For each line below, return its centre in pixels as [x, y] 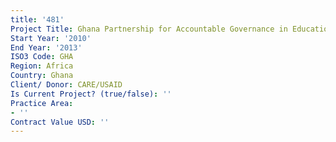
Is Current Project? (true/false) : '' [91, 94]
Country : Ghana [42, 76]
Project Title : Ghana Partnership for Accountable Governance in [149, 29]
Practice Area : [42, 103]
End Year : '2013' [46, 47]
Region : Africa [42, 66]
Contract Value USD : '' [60, 122]
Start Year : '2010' [51, 38]
